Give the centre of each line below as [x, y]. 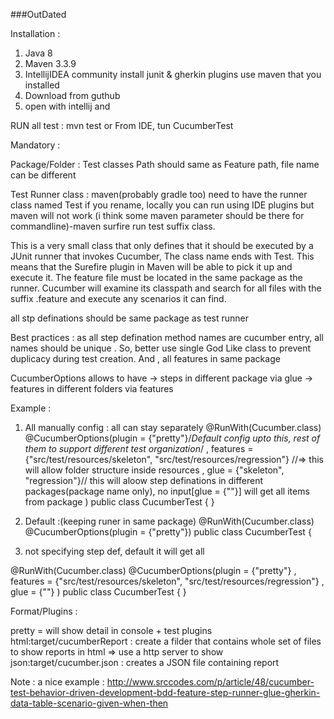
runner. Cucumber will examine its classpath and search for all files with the [166, 288]
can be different [43, 175]
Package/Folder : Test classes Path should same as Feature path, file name [165, 164]
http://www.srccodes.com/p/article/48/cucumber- [210, 682]
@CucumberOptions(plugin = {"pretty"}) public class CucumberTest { [168, 532]
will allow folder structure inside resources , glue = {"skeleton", [154, 470]
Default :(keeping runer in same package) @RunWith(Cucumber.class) [169, 521]
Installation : [35, 33]
